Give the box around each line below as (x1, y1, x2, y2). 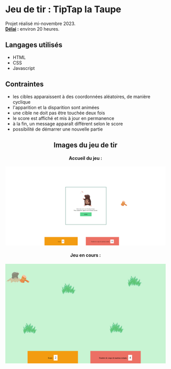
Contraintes (5, 80, 44, 89)
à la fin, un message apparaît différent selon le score (12, 120, 123, 127)
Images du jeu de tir (53, 140, 118, 149)
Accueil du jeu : (68, 155, 103, 161)
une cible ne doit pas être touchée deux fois (12, 110, 105, 116)
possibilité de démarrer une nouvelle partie (12, 126, 103, 132)
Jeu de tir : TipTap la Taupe (5, 4, 121, 15)
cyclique (12, 99, 31, 105)
